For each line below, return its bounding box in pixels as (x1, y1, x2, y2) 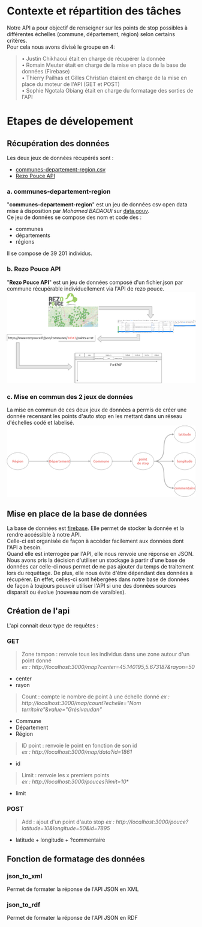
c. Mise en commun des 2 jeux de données (7, 392, 134, 401)
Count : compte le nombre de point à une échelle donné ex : (21, 693, 170, 700)
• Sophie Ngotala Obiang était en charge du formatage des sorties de (21, 87, 194, 94)
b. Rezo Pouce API (7, 265, 61, 273)
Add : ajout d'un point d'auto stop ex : (21, 818, 115, 825)
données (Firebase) (21, 67, 70, 75)
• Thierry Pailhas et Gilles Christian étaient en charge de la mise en (21, 74, 188, 81)
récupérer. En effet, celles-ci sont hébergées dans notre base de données (7, 576, 189, 583)
